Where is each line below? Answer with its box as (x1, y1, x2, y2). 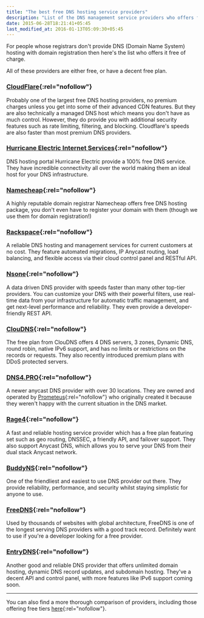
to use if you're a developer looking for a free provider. (6, 532, 143, 539)
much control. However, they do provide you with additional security (6, 116, 177, 123)
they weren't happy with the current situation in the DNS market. (6, 400, 168, 407)
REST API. (27, 309, 52, 317)
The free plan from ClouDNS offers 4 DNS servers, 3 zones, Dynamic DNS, (6, 339, 194, 346)
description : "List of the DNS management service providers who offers (6, 15, 194, 21)
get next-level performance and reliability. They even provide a (6, 303, 164, 311)
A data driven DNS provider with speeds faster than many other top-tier (6, 284, 185, 291)
